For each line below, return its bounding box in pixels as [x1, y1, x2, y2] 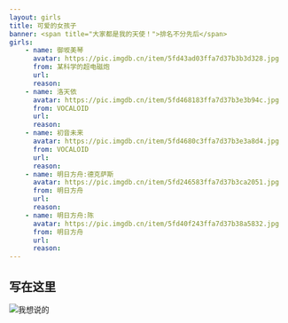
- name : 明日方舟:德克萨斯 [25, 169, 114, 178]
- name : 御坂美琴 [25, 46, 84, 55]
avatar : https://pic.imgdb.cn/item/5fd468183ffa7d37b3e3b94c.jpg [32, 95, 279, 105]
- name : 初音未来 [25, 129, 84, 138]
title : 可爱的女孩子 [9, 21, 77, 30]
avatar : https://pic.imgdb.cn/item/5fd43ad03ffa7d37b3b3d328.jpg [32, 54, 279, 63]
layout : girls [9, 12, 62, 22]
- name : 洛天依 [25, 87, 77, 96]
